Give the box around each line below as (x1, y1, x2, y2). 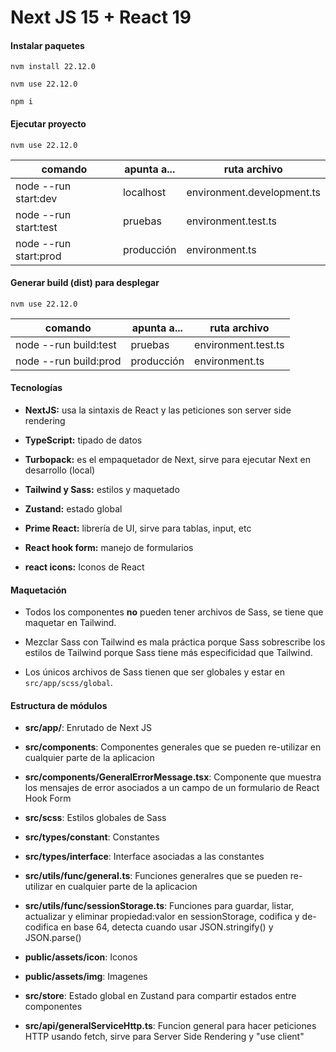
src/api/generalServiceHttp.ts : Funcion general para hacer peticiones (24, 1020, 317, 1032)
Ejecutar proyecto (10, 117, 87, 130)
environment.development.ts (186, 185, 321, 199)
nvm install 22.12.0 (10, 62, 97, 72)
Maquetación (10, 584, 67, 596)
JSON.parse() (24, 932, 82, 944)
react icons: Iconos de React (24, 561, 145, 573)
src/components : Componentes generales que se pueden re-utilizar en (24, 741, 322, 753)
